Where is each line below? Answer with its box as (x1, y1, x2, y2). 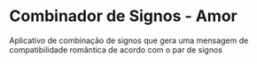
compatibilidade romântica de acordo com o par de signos (9, 44, 223, 54)
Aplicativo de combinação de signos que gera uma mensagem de (9, 35, 249, 46)
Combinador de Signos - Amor (9, 6, 238, 26)
